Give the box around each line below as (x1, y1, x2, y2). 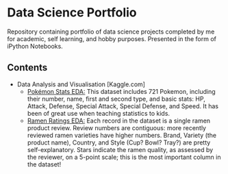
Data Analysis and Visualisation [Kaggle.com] (16, 80, 146, 88)
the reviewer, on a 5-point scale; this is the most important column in (27, 153, 221, 161)
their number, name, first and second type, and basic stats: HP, (27, 95, 205, 103)
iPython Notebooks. (7, 42, 63, 50)
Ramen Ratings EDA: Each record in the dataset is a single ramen (27, 116, 211, 125)
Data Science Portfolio (7, 5, 137, 21)
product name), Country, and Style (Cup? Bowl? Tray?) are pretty (27, 138, 211, 147)
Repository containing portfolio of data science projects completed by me (7, 27, 215, 36)
